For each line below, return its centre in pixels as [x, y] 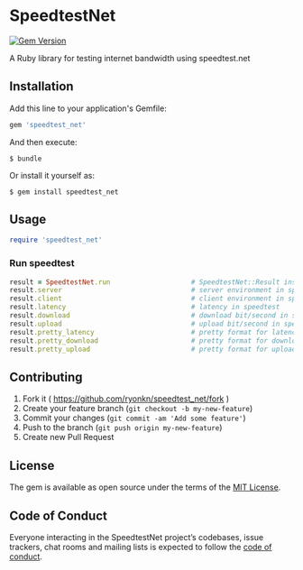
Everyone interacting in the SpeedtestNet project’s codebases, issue [137, 537]
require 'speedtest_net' [56, 240]
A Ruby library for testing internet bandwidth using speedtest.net [130, 58]
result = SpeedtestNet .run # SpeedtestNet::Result [145, 282]
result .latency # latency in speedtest [145, 308]
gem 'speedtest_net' [48, 124]
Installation [41, 87]
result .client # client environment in [147, 299]
